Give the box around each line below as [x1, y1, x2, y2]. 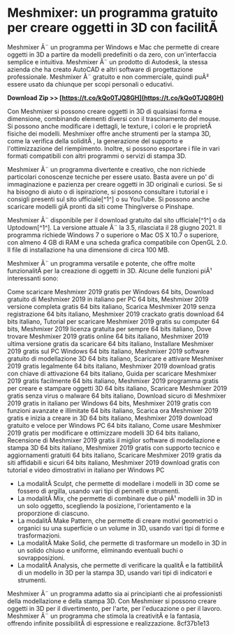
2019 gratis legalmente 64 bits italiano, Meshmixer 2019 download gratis [7, 361, 216, 370]
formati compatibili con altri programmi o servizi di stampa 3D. [7, 152, 187, 160]
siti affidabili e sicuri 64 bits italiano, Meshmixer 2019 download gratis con [7, 458, 220, 466]
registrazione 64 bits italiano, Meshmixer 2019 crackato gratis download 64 [7, 310, 225, 318]
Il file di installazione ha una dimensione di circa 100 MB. [7, 245, 170, 254]
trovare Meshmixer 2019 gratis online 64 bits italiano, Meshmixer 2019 [7, 332, 210, 340]
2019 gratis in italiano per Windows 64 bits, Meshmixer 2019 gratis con [7, 398, 211, 407]
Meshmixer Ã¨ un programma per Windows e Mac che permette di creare [7, 43, 220, 51]
